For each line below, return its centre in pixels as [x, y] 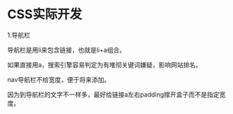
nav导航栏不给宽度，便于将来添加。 [59, 79]
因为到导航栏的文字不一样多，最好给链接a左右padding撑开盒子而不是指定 [113, 94]
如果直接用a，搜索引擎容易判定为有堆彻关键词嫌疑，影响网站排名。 [105, 64]
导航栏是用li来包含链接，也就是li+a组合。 [67, 50]
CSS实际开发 [45, 14]
